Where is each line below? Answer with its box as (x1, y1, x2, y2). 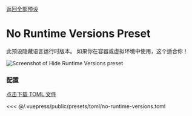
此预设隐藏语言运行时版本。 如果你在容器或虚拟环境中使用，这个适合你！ (6, 47, 188, 54)
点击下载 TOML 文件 (6, 91, 56, 98)
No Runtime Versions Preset (6, 27, 151, 40)
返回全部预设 (6, 5, 38, 12)
